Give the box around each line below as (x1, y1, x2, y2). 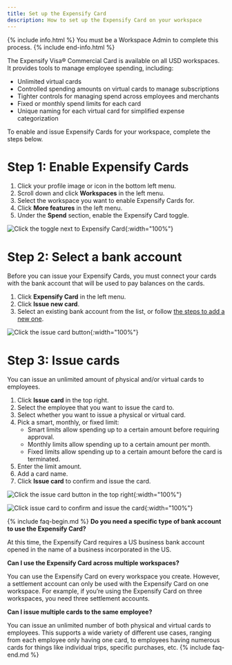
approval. (27, 433, 55, 441)
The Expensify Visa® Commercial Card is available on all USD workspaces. (7, 56, 220, 64)
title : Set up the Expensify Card (7, 10, 107, 17)
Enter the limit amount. (17, 462, 81, 471)
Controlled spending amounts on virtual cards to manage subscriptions (17, 85, 220, 93)
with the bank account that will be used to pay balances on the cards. (7, 279, 205, 287)
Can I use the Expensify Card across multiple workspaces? (7, 559, 180, 567)
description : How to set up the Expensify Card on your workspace (7, 17, 202, 24)
